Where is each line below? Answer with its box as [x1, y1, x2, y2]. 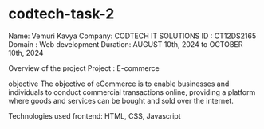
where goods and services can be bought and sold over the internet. [8, 96, 234, 105]
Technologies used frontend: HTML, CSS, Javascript [8, 111, 181, 120]
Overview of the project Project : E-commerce [8, 63, 160, 72]
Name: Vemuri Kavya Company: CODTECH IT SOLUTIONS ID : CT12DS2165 [8, 31, 257, 41]
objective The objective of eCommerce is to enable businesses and [8, 79, 230, 88]
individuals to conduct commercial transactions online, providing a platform [8, 87, 256, 96]
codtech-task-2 [8, 5, 115, 23]
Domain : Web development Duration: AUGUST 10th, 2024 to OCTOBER [8, 39, 243, 49]
